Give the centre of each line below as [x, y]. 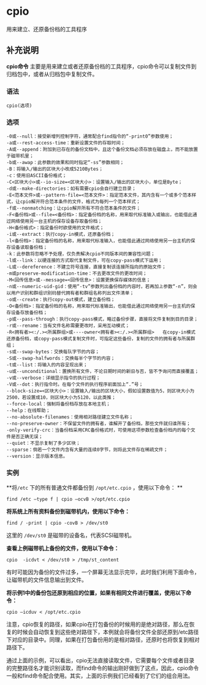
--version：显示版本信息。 [37, 456]
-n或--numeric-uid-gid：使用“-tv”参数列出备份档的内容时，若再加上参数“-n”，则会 [102, 287]
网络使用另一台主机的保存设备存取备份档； [56, 221]
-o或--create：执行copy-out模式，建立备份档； [61, 300]
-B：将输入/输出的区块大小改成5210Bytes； [55, 169]
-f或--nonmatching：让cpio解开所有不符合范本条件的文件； [74, 208]
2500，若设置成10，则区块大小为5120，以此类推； [61, 397]
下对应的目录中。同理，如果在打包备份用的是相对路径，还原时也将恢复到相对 [103, 640]
